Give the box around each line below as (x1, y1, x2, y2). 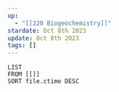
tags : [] (7, 42, 37, 50)
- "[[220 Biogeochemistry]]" (14, 19, 112, 27)
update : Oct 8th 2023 (7, 34, 80, 42)
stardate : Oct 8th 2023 (7, 26, 87, 34)
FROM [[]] (7, 70, 41, 78)
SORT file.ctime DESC (7, 78, 80, 86)
